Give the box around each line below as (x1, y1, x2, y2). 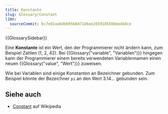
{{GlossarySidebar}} (5, 35, 48, 41)
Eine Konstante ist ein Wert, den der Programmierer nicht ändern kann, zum (5, 44, 163, 50)
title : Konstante (5, 7, 42, 12)
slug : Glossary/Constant (5, 12, 57, 17)
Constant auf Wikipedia (12, 103, 61, 109)
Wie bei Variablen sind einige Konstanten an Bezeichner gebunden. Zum (5, 70, 155, 76)
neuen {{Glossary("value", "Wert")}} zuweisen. (5, 60, 102, 66)
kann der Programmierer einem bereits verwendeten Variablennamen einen (5, 55, 161, 61)
